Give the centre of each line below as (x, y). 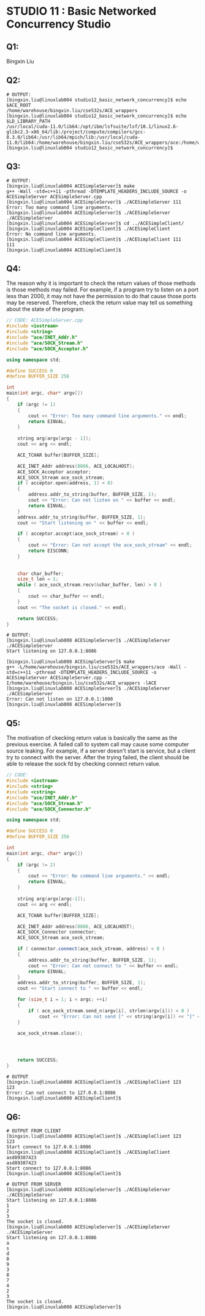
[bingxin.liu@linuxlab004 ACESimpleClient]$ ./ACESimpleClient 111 (94, 239)
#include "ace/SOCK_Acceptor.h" (47, 349)
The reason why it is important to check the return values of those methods (101, 283)
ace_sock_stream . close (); (50, 1033)
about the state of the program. (46, 309)
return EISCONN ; (49, 551)
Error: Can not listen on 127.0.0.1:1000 (60, 699)
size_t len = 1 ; (38, 579)
